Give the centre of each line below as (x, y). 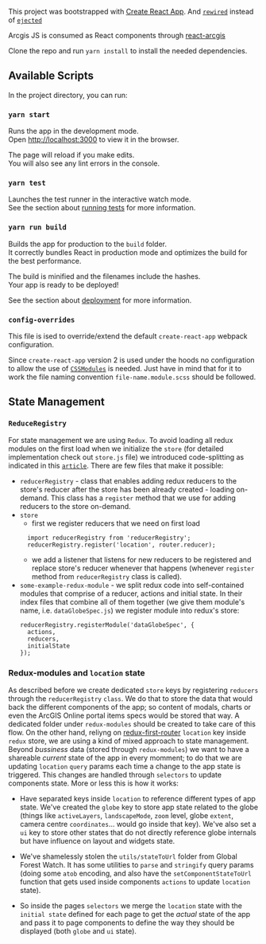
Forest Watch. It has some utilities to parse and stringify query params (137, 864)
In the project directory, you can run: (68, 95)
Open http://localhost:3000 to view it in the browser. (94, 139)
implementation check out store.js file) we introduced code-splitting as (126, 456)
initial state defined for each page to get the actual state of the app (135, 914)
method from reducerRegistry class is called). (107, 576)
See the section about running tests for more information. (102, 208)
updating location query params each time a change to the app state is (124, 766)
